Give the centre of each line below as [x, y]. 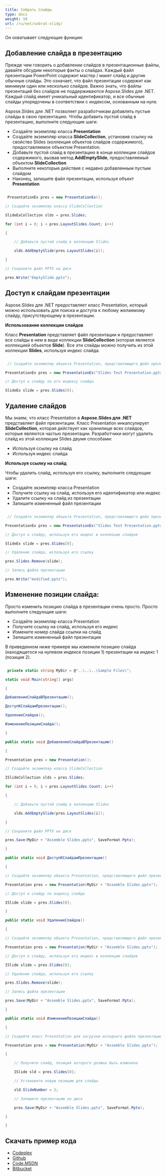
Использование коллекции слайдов [44, 325]
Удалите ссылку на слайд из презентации [56, 498]
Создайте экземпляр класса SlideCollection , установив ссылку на [83, 137]
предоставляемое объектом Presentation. [57, 147]
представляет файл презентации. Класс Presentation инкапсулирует [77, 423]
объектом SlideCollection [39, 163]
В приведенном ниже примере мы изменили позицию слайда [71, 647]
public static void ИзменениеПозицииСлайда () [53, 1018]
